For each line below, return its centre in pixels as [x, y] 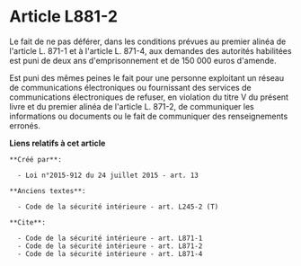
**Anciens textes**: [48, 191]
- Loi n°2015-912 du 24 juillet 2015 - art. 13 [108, 175]
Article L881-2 [64, 17]
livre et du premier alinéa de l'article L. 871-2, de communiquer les [132, 106]
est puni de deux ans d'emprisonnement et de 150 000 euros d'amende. [143, 60]
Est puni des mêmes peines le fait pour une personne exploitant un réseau [147, 77]
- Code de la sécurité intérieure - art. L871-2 [110, 246]
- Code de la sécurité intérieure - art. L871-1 [110, 238]
